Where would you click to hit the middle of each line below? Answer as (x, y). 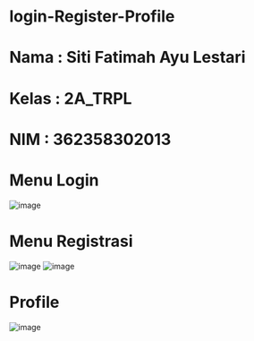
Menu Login (54, 180)
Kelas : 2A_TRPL (71, 98)
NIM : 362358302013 (90, 139)
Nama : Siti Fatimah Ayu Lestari (127, 58)
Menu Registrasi (71, 241)
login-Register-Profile (92, 17)
